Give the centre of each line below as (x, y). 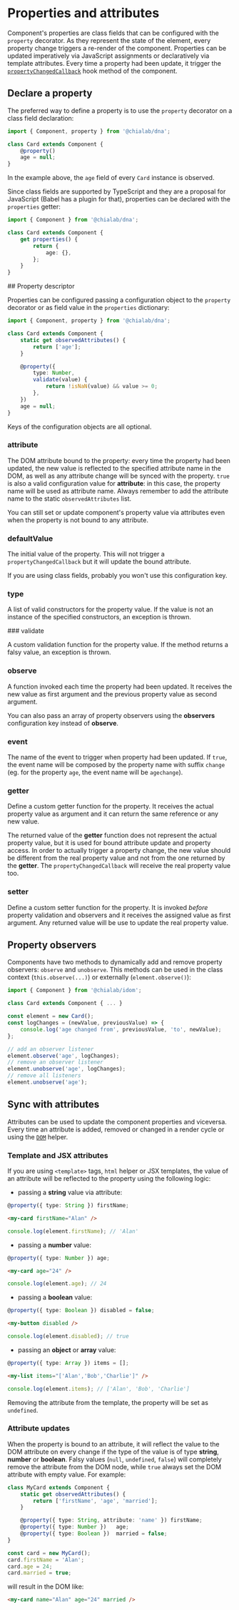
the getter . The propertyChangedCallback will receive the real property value (119, 866)
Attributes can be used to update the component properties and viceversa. (117, 1121)
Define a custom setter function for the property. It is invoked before (108, 907)
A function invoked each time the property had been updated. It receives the (120, 686)
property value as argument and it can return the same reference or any (113, 814)
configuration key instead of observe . (63, 723)
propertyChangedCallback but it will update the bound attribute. (99, 561)
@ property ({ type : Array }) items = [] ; (68, 1363)
